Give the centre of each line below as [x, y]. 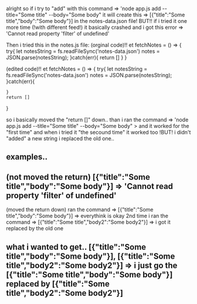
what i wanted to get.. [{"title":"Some [76, 247]
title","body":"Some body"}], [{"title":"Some [91, 256]
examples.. [27, 157]
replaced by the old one [35, 229]
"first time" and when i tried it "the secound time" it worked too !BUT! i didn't [98, 132]
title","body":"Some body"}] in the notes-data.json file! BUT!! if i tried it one [97, 21]
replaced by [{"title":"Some [58, 284]
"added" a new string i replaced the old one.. [60, 138]
